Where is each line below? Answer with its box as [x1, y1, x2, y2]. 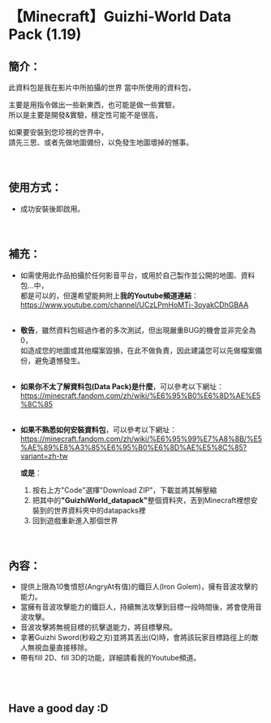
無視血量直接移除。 [27, 643, 92, 652]
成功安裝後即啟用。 [19, 204, 85, 214]
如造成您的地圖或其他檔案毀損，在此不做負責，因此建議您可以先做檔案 [19, 345, 256, 355]
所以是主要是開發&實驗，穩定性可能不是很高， [8, 110, 163, 119]
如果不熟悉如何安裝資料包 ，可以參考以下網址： [19, 424, 177, 435]
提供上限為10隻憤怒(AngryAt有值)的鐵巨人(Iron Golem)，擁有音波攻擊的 [19, 582, 258, 591]
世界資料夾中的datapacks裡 [54, 505, 146, 515]
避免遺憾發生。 [34, 355, 85, 366]
